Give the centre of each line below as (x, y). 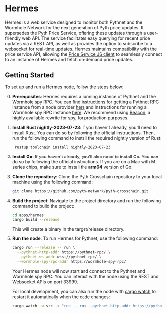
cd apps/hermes (28, 215)
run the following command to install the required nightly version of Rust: (87, 138)
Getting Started (30, 75)
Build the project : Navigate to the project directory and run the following (86, 200)
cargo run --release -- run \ (44, 248)
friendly (13, 38)
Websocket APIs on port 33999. (45, 282)
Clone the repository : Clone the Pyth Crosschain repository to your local (87, 176)
